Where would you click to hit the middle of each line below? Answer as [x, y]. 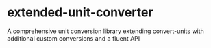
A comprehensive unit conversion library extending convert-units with [105, 31]
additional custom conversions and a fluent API [74, 38]
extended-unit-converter [80, 13]
